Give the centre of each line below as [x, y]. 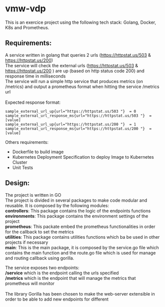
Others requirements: [27, 142]
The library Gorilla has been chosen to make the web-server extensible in [80, 294]
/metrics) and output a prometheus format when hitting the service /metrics [82, 87]
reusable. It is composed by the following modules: [57, 205]
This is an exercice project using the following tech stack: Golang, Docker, [81, 22]
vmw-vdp [26, 9]
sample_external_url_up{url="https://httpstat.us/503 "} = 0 [71, 111]
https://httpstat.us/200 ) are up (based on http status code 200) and [75, 71]
